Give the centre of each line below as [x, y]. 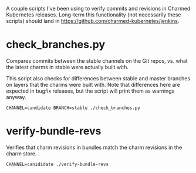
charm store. [21, 153]
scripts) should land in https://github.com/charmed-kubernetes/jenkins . [93, 21]
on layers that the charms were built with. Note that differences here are [93, 84]
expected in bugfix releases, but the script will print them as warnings [90, 91]
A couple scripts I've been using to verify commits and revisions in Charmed [98, 9]
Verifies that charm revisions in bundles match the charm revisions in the [94, 147]
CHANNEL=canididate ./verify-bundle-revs [58, 164]
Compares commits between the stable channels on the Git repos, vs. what [97, 60]
